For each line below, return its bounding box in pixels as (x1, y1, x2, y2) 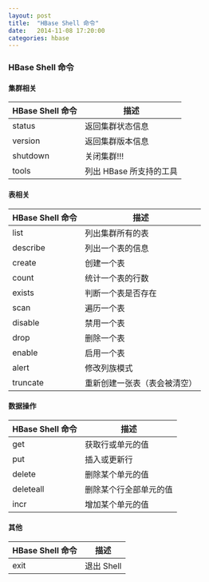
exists (12, 287, 34, 298)
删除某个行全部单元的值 (85, 484, 173, 495)
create (12, 257, 37, 268)
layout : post (8, 11, 52, 20)
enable (12, 347, 38, 358)
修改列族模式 (85, 362, 133, 373)
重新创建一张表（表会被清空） (85, 377, 197, 389)
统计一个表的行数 (85, 273, 149, 284)
